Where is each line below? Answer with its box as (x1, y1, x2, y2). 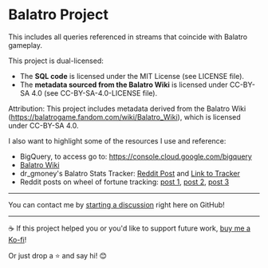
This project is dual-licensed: (8, 56, 104, 65)
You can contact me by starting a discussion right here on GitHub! (8, 199, 225, 209)
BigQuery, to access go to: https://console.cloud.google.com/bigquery (19, 152, 253, 161)
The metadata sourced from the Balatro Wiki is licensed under (19, 80, 229, 89)
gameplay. (8, 40, 42, 49)
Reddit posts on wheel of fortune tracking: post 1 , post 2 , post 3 (19, 177, 230, 187)
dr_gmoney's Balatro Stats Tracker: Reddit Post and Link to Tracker (19, 168, 241, 178)
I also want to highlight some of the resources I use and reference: (8, 136, 227, 145)
